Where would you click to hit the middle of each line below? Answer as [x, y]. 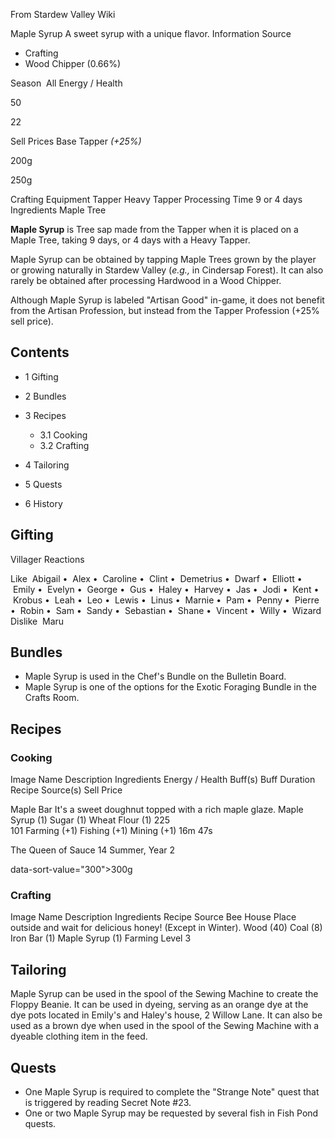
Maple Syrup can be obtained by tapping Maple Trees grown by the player [163, 259]
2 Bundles [45, 396]
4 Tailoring [47, 465]
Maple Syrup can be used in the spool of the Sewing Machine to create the [164, 994]
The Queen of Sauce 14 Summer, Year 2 [92, 850]
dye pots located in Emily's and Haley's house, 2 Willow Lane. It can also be [166, 1015]
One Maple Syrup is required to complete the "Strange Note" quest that [172, 1092]
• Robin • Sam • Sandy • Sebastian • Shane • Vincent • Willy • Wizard [166, 610]
